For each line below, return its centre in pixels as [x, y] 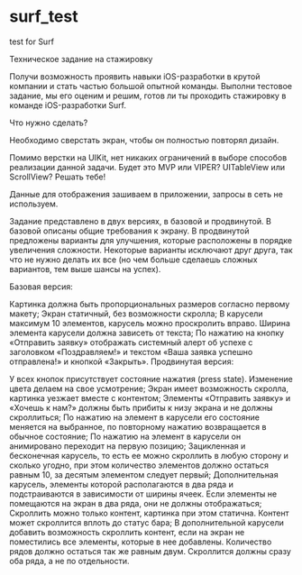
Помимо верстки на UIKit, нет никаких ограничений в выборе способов [148, 157]
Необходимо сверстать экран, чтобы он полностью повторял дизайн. [144, 140]
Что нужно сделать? [49, 123]
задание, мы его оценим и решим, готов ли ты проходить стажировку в [148, 96]
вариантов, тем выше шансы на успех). [85, 269]
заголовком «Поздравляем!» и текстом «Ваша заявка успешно [131, 351]
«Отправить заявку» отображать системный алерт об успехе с [131, 342]
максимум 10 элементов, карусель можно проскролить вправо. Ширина [150, 323]
